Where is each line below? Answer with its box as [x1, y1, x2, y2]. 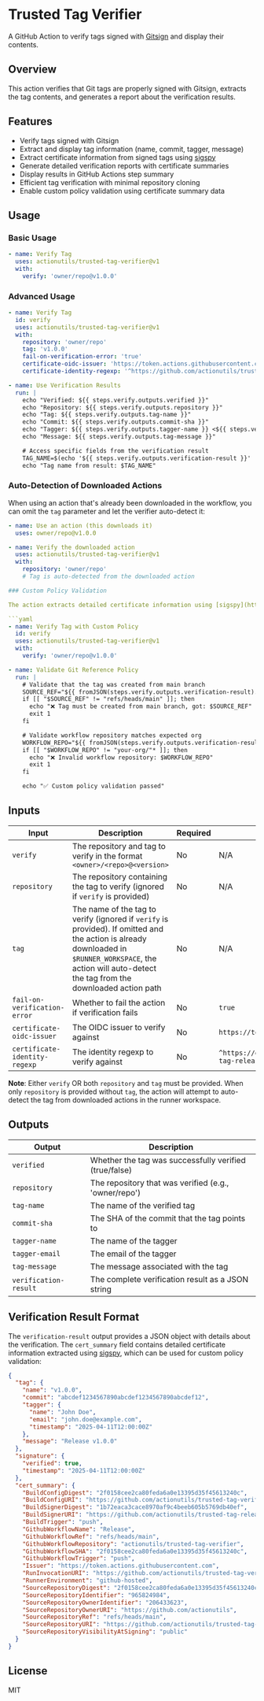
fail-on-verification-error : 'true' [22, 353, 143, 361]
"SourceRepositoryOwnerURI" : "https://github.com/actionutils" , [22, 1606, 237, 1614]
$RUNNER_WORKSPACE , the [71, 953, 157, 964]
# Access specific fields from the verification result [22, 447, 210, 454]
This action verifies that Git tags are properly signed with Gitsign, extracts [8, 83, 247, 93]
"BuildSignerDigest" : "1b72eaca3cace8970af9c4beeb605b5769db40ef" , [22, 1503, 247, 1511]
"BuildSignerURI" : [22, 1510, 82, 1519]
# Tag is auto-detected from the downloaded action [22, 573, 195, 580]
